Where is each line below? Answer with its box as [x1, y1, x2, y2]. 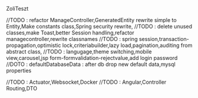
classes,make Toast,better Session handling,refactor [6, 29, 135, 36]
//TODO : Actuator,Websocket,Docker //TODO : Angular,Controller [6, 78, 167, 86]
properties [6, 67, 31, 74]
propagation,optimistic [6, 42, 61, 49]
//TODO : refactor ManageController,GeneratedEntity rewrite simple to [6, 17, 177, 23]
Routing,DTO [6, 85, 37, 91]
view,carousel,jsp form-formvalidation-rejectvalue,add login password [6, 55, 178, 61]
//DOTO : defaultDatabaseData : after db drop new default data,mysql [6, 61, 176, 68]
